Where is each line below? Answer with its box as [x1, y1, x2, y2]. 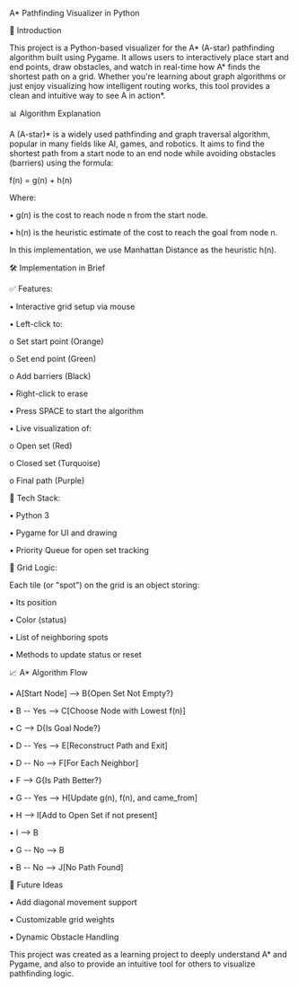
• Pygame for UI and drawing [9, 527, 118, 538]
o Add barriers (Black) [9, 371, 92, 381]
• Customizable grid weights [9, 914, 115, 924]
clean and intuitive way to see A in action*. [9, 90, 166, 101]
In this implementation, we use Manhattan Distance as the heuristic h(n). [9, 244, 276, 255]
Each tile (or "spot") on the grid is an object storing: [9, 579, 200, 590]
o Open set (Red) [9, 440, 73, 451]
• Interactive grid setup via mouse [9, 301, 136, 312]
